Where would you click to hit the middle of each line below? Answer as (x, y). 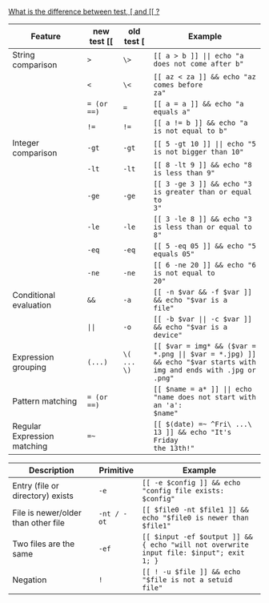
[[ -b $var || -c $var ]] (203, 319)
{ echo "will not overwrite (196, 545)
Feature (46, 36)
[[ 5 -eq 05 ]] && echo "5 (205, 246)
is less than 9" (184, 173)
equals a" (172, 112)
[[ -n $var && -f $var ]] (203, 292)
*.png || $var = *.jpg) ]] (205, 354)
